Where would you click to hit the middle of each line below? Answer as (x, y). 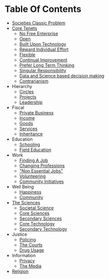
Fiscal (18, 107)
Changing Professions (42, 166)
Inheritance (31, 134)
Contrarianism (34, 81)
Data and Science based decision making (62, 76)
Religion (20, 271)
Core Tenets (24, 28)
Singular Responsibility (43, 70)
